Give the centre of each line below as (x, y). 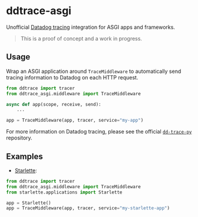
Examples (24, 156)
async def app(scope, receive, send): (54, 104)
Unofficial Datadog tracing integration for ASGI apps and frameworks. (91, 27)
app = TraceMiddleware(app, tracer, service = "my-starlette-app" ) (88, 208)
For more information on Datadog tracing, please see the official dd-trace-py (99, 132)
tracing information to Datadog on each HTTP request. (72, 77)
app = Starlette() (29, 203)
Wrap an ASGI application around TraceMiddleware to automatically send (94, 71)
